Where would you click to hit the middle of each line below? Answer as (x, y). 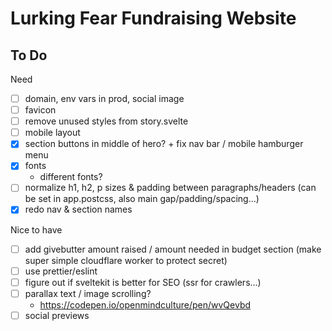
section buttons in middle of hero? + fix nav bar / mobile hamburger (164, 144)
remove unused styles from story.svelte (106, 121)
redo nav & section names (78, 209)
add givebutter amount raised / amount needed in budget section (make (173, 249)
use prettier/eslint (61, 271)
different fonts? (71, 177)
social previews (57, 315)
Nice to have (36, 229)
